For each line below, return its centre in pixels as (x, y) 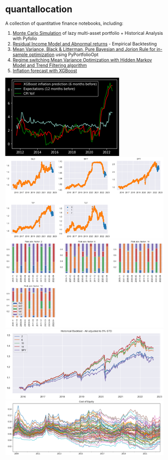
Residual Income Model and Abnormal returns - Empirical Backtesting (85, 43)
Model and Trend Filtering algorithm (50, 65)
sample (20, 55)
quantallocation (39, 9)
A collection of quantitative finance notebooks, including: (64, 23)
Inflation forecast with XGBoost (45, 70)
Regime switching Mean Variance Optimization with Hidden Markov (82, 60)
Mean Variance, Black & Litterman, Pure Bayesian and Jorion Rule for (84, 49)
